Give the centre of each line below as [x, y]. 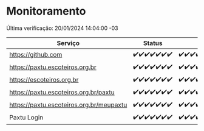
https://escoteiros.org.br [44, 80]
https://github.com [36, 55]
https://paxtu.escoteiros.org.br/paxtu [62, 93]
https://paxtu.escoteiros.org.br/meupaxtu [68, 105]
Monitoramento [46, 11]
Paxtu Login [26, 118]
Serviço [68, 43]
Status [153, 43]
